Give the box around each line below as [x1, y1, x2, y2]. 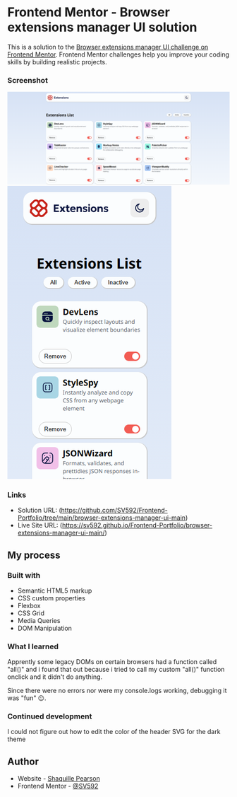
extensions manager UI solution [7, 19, 197, 35]
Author [7, 755, 39, 767]
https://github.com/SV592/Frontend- [61, 506, 168, 515]
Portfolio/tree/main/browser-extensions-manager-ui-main [17, 513, 186, 522]
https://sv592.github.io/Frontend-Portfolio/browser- [62, 521, 213, 530]
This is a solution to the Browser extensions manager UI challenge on [7, 42, 209, 51]
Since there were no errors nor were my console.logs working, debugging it [7, 687, 227, 695]
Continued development [7, 711, 92, 721]
